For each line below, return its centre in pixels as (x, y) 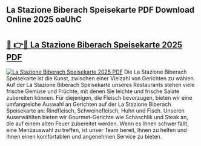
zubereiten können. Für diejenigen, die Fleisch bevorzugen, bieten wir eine (99, 98)
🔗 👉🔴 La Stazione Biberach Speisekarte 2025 (94, 45)
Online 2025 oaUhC (44, 20)
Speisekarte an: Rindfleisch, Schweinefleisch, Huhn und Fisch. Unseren (95, 111)
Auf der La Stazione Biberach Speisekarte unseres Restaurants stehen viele (100, 85)
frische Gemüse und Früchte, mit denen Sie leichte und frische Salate (93, 91)
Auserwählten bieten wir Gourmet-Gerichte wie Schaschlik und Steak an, (97, 117)
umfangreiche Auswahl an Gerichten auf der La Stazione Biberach (89, 104)
